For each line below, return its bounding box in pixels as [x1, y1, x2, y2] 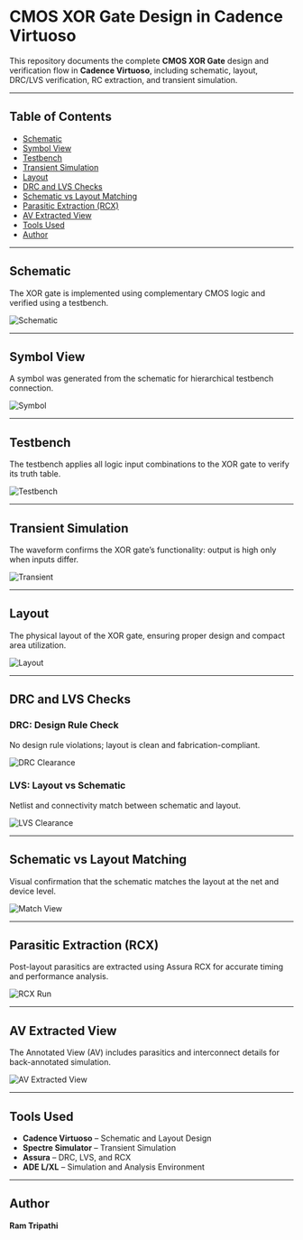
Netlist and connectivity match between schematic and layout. [9, 800, 242, 810]
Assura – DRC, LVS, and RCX [22, 1152, 132, 1163]
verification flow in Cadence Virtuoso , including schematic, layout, [9, 65, 259, 76]
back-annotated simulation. [9, 1057, 111, 1068]
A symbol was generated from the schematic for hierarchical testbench [9, 373, 274, 384]
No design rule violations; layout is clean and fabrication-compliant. [9, 739, 261, 750]
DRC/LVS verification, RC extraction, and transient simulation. [9, 74, 238, 85]
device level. [9, 885, 57, 896]
